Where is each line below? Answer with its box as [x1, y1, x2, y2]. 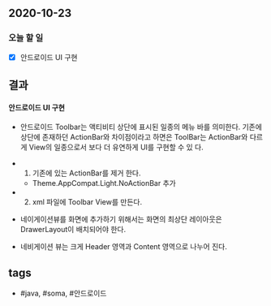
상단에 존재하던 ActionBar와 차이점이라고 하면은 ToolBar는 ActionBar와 [19, 132, 248, 142]
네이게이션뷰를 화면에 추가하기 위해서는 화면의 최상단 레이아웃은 [19, 214, 222, 224]
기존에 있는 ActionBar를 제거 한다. [32, 168, 141, 178]
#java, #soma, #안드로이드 [19, 288, 107, 299]
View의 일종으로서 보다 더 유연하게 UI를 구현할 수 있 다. [28, 142, 204, 153]
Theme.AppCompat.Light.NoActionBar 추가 [32, 179, 176, 188]
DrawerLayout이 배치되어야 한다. [19, 225, 127, 235]
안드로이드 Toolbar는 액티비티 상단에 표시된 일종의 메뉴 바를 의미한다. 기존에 [19, 122, 262, 132]
